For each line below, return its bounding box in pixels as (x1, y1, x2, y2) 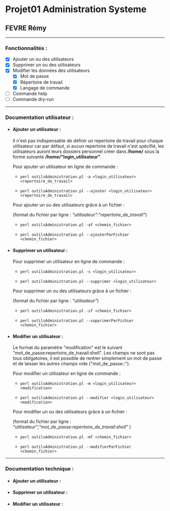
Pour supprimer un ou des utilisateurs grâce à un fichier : (12, 288, 132, 294)
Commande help (12, 90, 48, 97)
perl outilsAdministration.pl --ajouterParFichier (20, 232, 130, 237)
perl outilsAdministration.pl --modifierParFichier (20, 444, 132, 450)
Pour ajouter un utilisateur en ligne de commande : (12, 163, 118, 169)
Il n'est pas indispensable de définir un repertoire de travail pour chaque (12, 138, 163, 144)
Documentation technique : (5, 465, 74, 473)
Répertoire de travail (20, 79, 63, 85)
